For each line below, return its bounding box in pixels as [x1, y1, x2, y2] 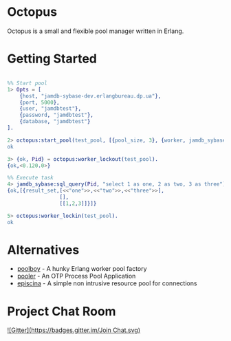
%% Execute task [7, 175, 54, 181]
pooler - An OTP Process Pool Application [16, 272, 136, 280]
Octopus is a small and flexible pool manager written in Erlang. [7, 27, 184, 35]
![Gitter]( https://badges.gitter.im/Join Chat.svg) [7, 326, 141, 334]
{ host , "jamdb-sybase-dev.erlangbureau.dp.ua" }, [19, 92, 162, 100]
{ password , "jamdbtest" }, [19, 111, 94, 119]
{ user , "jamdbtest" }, [19, 105, 81, 112]
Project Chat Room [7, 303, 116, 319]
